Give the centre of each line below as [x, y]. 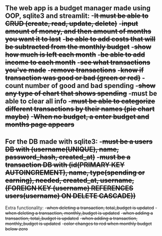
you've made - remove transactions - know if [75, 70]
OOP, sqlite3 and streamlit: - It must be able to [77, 16]
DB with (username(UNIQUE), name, [62, 149]
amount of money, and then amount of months [78, 32]
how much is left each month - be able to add [75, 55]
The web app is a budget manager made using [78, 8]
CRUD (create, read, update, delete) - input [72, 24]
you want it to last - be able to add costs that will [80, 39]
